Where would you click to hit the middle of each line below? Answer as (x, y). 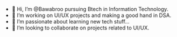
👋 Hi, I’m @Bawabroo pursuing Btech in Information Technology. (90, 9)
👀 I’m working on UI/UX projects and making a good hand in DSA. (91, 15)
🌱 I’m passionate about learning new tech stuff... (70, 21)
